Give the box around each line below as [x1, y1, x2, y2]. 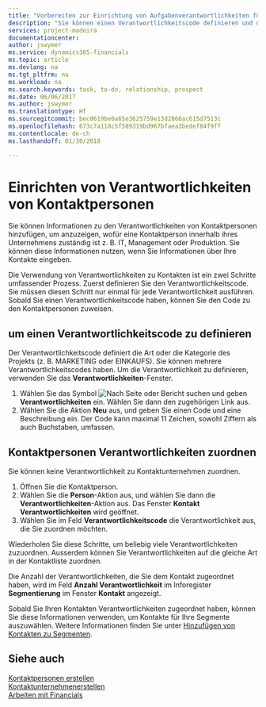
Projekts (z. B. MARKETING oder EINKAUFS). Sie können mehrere [8, 356, 222, 366]
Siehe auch [8, 652, 65, 666]
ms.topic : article [8, 56, 69, 64]
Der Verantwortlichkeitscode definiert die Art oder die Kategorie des [8, 348, 231, 358]
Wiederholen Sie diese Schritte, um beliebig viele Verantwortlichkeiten [8, 540, 237, 549]
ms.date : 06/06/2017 [8, 93, 77, 101]
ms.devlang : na [8, 63, 59, 71]
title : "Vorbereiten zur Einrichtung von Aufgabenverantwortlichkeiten [8, 11, 249, 20]
